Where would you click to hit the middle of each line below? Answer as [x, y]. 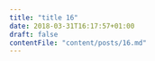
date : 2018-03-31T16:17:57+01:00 [72, 26]
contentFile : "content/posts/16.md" [78, 43]
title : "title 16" [44, 17]
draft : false [34, 34]
